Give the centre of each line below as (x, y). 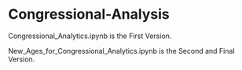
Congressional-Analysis (89, 14)
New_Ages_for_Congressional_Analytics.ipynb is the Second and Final (121, 51)
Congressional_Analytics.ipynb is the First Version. (90, 36)
